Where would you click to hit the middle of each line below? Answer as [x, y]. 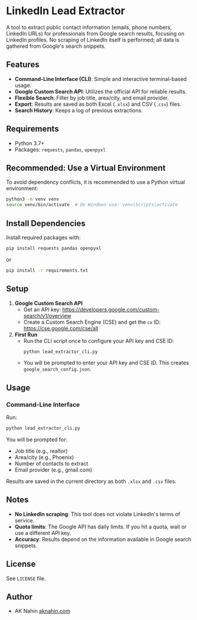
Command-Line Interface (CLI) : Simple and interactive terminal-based [101, 79]
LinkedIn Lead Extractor [66, 11]
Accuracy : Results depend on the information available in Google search [103, 539]
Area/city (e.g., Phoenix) [44, 457]
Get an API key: [42, 309]
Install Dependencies [46, 223]
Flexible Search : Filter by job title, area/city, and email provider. [92, 98]
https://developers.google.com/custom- [111, 309]
